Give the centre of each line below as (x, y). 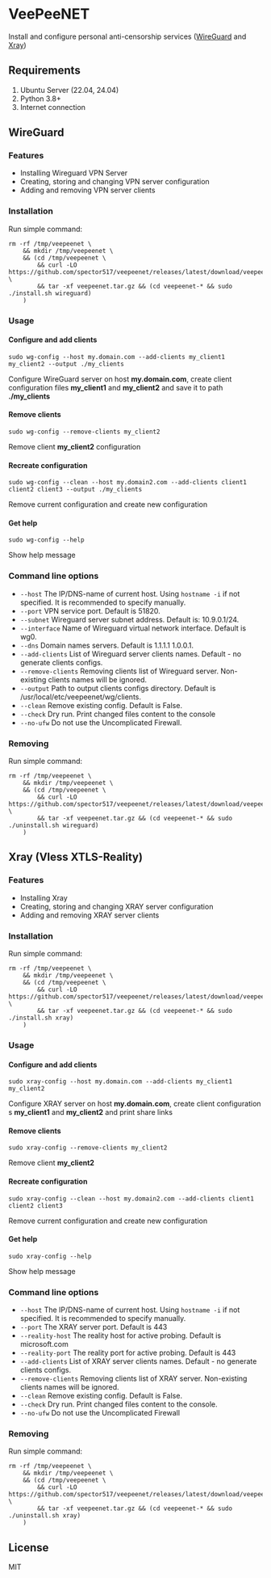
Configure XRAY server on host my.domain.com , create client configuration (135, 1103)
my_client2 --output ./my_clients (67, 364)
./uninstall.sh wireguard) (54, 825)
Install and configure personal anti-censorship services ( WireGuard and (127, 36)
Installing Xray (44, 897)
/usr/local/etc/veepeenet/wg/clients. (81, 697)
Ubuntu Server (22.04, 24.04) (69, 90)
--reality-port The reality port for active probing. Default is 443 (128, 1353)
